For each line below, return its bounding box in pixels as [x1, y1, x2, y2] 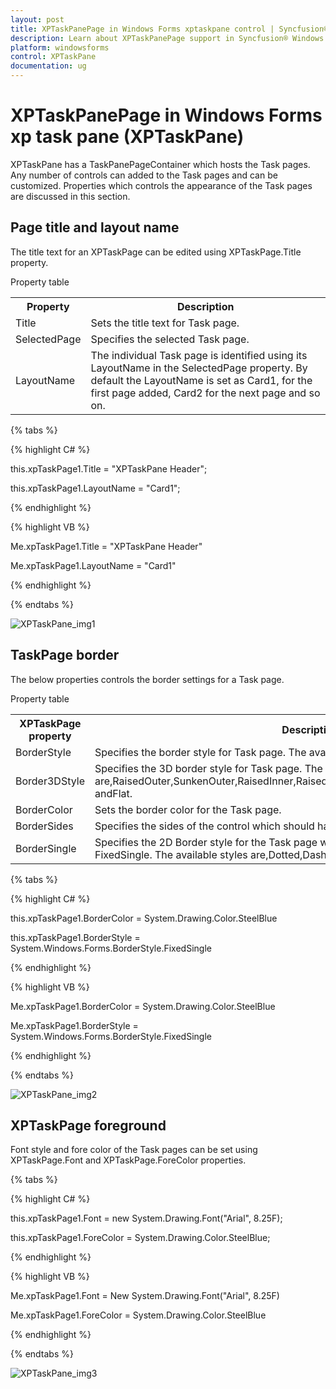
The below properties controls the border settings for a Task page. [10, 673, 285, 685]
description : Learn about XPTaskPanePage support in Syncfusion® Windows [10, 33, 325, 43]
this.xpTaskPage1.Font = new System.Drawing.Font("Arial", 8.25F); [10, 1212, 283, 1225]
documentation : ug [10, 61, 87, 71]
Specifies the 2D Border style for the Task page [94, 835, 318, 849]
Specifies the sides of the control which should [94, 819, 315, 833]
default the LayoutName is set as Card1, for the [90, 373, 313, 387]
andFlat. [94, 786, 133, 800]
